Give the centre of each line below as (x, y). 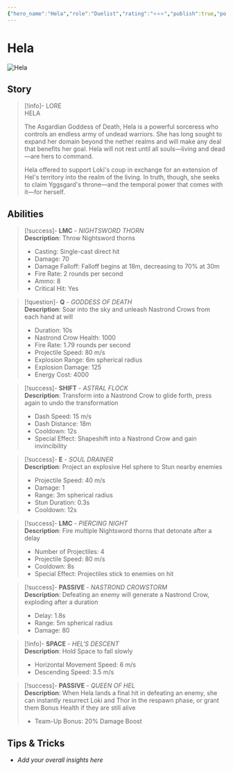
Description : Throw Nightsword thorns (79, 238)
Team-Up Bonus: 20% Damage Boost (88, 722)
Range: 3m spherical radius (74, 495)
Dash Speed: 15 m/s (63, 416)
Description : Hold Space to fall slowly (78, 651)
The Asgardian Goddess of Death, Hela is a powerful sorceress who (121, 127)
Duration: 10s (53, 331)
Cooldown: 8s (54, 566)
